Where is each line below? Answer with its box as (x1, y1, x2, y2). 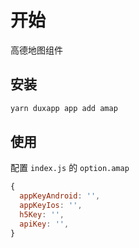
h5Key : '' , (19, 210, 65, 220)
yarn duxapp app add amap (10, 103, 118, 113)
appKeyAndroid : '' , (19, 191, 101, 201)
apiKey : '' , (19, 219, 70, 229)
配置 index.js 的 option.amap (10, 162, 130, 174)
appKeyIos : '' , (19, 201, 83, 211)
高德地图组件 (10, 44, 63, 56)
